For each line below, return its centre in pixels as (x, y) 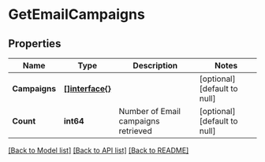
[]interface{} (88, 88)
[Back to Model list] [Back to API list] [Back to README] (99, 150)
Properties (35, 44)
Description (155, 66)
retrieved (135, 131)
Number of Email (150, 111)
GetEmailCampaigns (77, 15)
